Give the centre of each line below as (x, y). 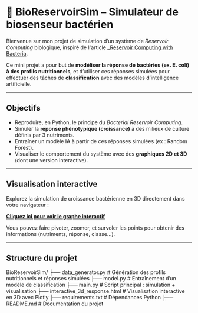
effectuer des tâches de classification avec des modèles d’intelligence (93, 78)
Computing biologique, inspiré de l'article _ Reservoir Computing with (90, 47)
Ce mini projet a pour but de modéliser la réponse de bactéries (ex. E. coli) (98, 65)
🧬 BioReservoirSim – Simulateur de (92, 12)
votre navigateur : (27, 205)
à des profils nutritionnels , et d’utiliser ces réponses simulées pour (88, 71)
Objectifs (24, 108)
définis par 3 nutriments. (44, 135)
